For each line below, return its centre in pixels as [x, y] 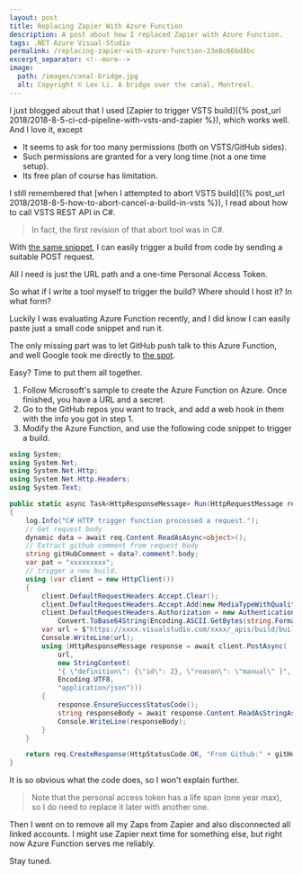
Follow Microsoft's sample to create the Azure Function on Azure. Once [155, 390]
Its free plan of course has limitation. [90, 176]
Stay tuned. [31, 861]
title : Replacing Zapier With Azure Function [96, 26]
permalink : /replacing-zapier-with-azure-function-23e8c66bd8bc [132, 51]
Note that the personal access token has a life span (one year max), [156, 798]
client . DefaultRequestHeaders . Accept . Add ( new [129, 604]
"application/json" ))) [100, 688]
